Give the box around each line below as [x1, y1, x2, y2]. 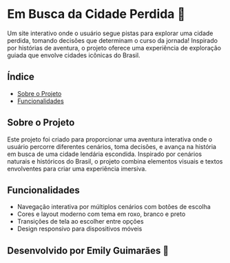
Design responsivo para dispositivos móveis [17, 224, 143, 233]
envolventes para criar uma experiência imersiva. [7, 164, 147, 173]
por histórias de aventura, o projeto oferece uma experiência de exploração [7, 43, 222, 52]
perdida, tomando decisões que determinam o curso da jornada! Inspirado [7, 36, 218, 44]
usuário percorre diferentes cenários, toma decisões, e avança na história [7, 142, 217, 150]
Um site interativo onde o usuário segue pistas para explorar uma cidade [7, 29, 213, 37]
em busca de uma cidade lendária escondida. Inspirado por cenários [7, 150, 202, 158]
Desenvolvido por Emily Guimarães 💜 [7, 244, 169, 256]
